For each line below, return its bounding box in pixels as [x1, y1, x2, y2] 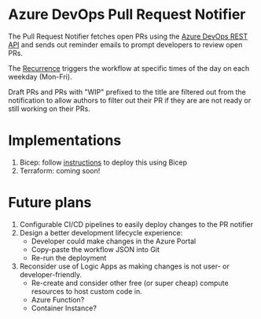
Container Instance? [31, 303, 97, 313]
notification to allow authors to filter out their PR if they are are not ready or [8, 95, 252, 105]
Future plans [8, 194, 92, 212]
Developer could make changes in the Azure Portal [31, 236, 197, 246]
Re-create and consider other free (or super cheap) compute [31, 278, 230, 287]
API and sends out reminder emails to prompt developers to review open [8, 39, 243, 49]
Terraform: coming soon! [19, 165, 101, 175]
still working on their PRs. [8, 104, 90, 113]
